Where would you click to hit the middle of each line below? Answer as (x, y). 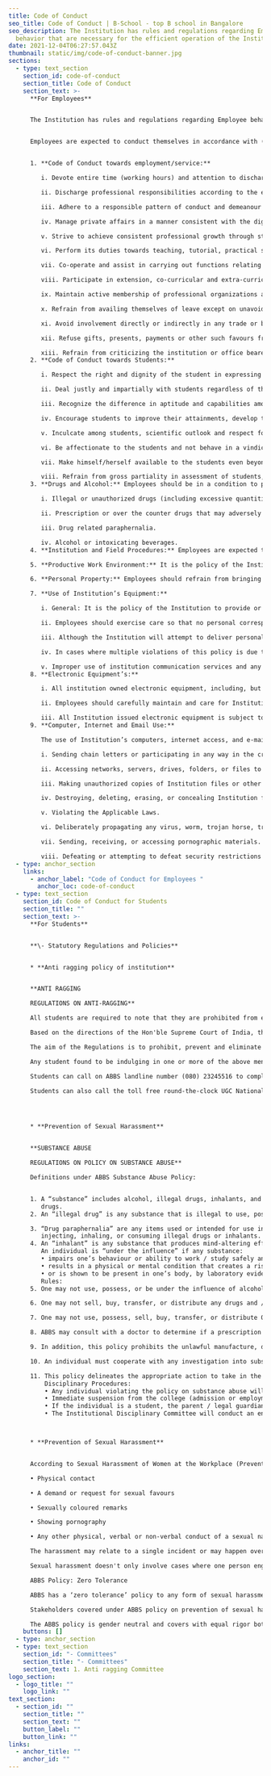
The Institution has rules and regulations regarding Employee (138, 120)
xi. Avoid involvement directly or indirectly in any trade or (149, 324)
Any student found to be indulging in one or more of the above (140, 1062)
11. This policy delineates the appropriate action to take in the (146, 1376)
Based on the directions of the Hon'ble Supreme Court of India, (142, 1033)
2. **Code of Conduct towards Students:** (102, 360)
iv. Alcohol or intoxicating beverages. (110, 542)
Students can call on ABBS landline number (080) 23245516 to (136, 1076)
